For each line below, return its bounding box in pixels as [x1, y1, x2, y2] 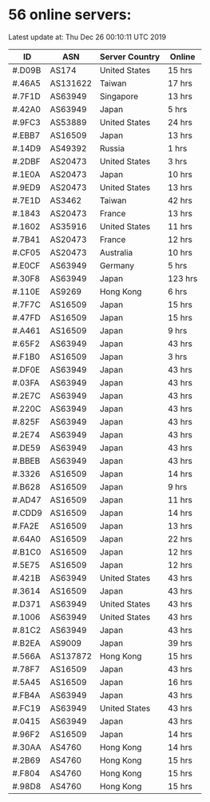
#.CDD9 [12, 507, 42, 518]
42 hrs [167, 195, 193, 206]
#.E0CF [12, 260, 41, 271]
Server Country [99, 50, 160, 62]
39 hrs [167, 637, 193, 648]
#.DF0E [12, 364, 41, 375]
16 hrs [167, 676, 193, 687]
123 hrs [167, 272, 198, 284]
